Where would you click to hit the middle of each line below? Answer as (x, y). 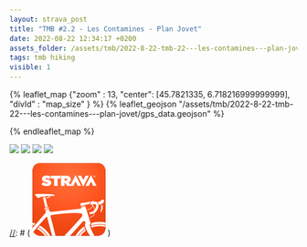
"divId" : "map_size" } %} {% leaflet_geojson (93, 104)
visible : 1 (30, 67)
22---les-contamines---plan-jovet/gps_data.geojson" (111, 113)
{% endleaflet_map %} (52, 131)
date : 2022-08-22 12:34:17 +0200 (73, 38)
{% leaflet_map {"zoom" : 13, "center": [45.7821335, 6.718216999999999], (150, 94)
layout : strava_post (49, 19)
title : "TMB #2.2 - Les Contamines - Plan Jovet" (106, 29)
